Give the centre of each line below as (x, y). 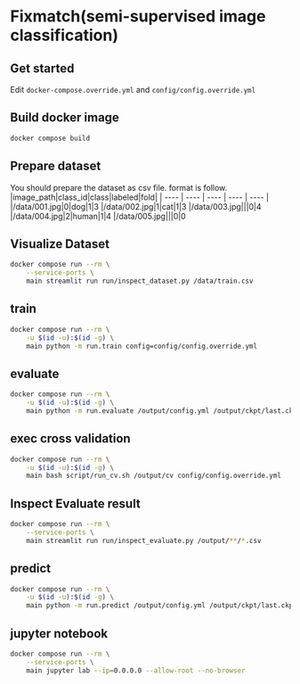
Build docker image (65, 118)
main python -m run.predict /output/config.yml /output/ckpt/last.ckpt (162, 606)
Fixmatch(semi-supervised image (138, 16)
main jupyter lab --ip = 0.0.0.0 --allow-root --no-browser (136, 671)
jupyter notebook (59, 634)
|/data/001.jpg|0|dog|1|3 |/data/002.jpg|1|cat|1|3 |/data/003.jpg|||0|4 (136, 206)
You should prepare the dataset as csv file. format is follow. (119, 187)
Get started (42, 68)
